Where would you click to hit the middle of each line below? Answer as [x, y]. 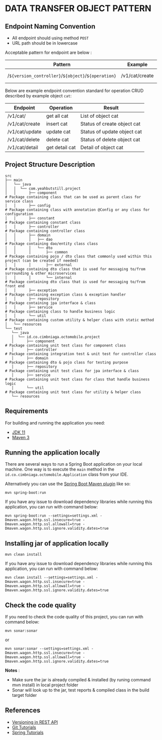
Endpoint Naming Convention [50, 26]
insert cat [57, 124]
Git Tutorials [24, 727]
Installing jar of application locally [57, 543]
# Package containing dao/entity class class [51, 244]
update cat [58, 132]
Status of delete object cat [110, 140]
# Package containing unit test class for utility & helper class [73, 392]
